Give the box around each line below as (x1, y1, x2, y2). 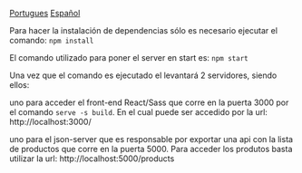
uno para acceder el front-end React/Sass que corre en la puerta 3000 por (9, 97, 289, 108)
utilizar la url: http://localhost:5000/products (9, 153, 175, 164)
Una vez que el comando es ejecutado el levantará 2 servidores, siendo (9, 70, 278, 81)
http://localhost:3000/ (9, 117, 93, 127)
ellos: (9, 80, 30, 90)
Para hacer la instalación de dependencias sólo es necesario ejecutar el (9, 25, 278, 35)
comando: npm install (9, 35, 94, 45)
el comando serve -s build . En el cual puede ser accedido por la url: (9, 107, 268, 117)
